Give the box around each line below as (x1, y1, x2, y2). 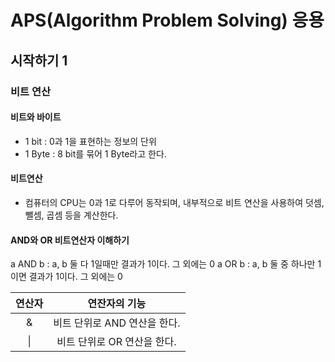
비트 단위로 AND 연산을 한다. (53, 316, 181, 330)
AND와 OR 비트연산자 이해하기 (10, 234, 130, 246)
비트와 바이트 (10, 111, 62, 123)
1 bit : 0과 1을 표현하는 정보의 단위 (24, 135, 157, 147)
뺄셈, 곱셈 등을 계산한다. (24, 209, 119, 221)
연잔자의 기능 (87, 297, 147, 311)
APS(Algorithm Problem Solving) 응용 (10, 9, 325, 32)
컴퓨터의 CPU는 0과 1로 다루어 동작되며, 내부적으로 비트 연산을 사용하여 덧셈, (24, 196, 325, 208)
